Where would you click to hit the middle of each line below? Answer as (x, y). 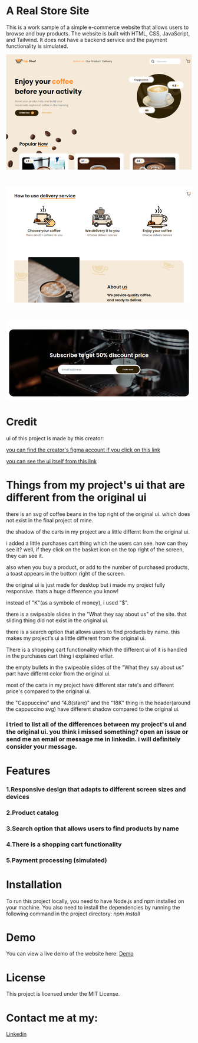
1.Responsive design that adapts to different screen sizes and (96, 789)
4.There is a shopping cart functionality (64, 844)
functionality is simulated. (37, 46)
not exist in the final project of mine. (50, 520)
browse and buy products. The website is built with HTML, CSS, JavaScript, (98, 33)
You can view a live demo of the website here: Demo (70, 954)
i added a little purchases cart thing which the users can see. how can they (97, 543)
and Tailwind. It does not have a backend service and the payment (87, 40)
